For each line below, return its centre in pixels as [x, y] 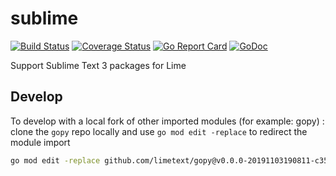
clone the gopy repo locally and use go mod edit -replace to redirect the [159, 131]
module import [40, 142]
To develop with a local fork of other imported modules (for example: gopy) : [167, 121]
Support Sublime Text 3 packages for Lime [98, 65]
